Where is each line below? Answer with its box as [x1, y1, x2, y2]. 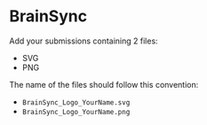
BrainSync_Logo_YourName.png [21, 107, 131, 116]
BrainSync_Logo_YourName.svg [21, 98, 131, 107]
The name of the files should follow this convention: [9, 79, 199, 90]
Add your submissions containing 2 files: [9, 35, 158, 46]
